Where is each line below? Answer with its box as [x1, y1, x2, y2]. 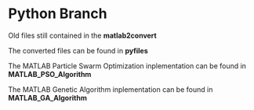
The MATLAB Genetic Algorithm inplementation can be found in [8, 84, 213, 94]
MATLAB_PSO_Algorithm [8, 69, 92, 79]
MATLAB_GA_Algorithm [8, 93, 88, 102]
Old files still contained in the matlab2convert [8, 31, 157, 40]
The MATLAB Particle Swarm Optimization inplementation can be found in [8, 60, 247, 71]
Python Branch [8, 5, 107, 23]
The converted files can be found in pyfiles [8, 46, 149, 55]
